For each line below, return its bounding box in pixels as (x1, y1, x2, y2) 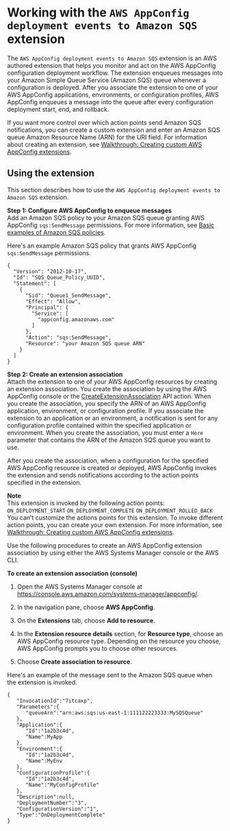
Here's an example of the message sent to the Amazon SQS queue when (7, 670, 213, 679)
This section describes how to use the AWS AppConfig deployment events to (7, 185, 220, 194)
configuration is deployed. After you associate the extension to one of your (7, 83, 218, 91)
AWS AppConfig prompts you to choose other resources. (16, 644, 178, 653)
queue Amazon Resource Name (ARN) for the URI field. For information (7, 132, 207, 141)
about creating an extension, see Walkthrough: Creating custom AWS (7, 140, 203, 148)
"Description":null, (16, 793, 75, 800)
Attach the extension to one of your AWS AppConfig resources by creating (7, 377, 218, 386)
